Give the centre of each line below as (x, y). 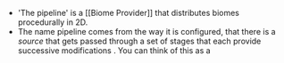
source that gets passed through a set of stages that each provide (139, 41)
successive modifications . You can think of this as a (114, 51)
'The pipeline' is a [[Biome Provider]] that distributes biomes (128, 13)
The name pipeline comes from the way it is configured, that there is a (146, 31)
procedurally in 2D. (53, 22)
